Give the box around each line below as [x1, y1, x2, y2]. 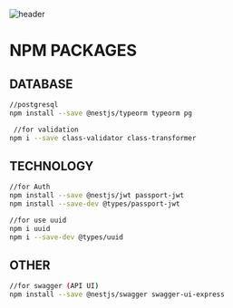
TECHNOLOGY [9, 159, 94, 174]
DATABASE [9, 76, 73, 91]
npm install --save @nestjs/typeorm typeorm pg [9, 109, 193, 118]
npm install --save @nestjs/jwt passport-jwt [9, 191, 184, 200]
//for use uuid [9, 216, 67, 225]
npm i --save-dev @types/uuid [9, 232, 124, 242]
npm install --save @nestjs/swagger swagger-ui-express [9, 290, 225, 299]
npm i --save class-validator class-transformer [9, 133, 197, 142]
